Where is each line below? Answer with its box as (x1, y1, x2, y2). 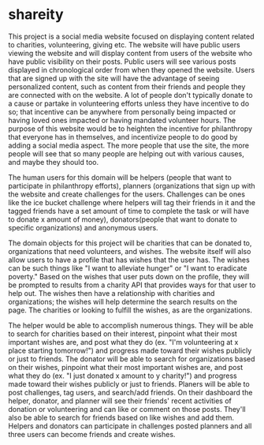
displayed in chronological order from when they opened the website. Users (8, 65, 255, 74)
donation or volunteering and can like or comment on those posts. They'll (8, 404, 246, 413)
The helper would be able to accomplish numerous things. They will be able (8, 320, 254, 330)
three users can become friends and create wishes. (8, 429, 176, 439)
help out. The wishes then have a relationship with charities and (8, 288, 215, 297)
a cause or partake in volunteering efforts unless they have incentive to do (8, 99, 250, 108)
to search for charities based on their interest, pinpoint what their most (8, 329, 238, 338)
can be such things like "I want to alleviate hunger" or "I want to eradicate (8, 263, 247, 273)
